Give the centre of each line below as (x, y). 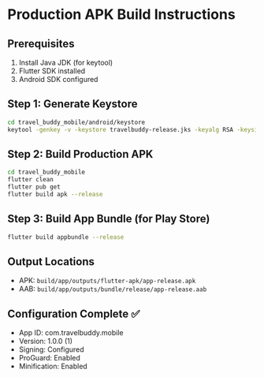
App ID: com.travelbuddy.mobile (71, 333)
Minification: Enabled (53, 366)
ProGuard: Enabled (49, 358)
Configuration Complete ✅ (74, 314)
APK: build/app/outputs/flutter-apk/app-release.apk (107, 281)
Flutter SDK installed (52, 71)
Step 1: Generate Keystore (73, 104)
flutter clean (31, 180)
